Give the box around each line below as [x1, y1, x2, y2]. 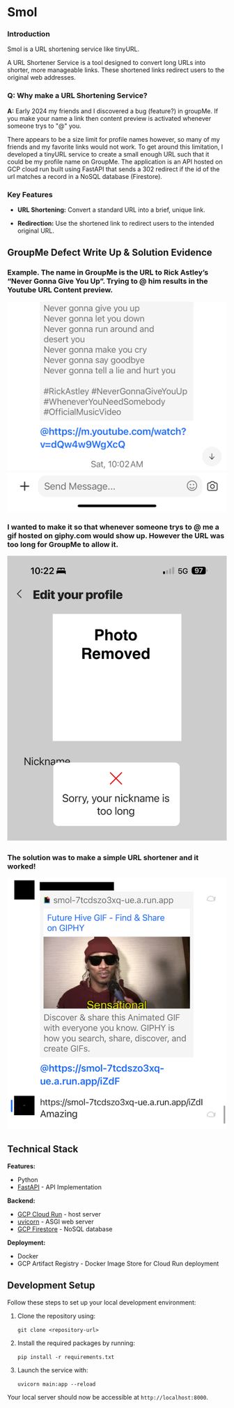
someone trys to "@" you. [7, 122, 81, 130]
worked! [7, 861, 36, 871]
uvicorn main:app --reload [17, 1381, 96, 1388]
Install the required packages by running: [17, 1339, 136, 1347]
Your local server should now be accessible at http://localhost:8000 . [7, 1393, 209, 1401]
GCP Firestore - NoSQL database [17, 1224, 113, 1233]
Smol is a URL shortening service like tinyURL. [7, 45, 140, 53]
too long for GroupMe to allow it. [7, 539, 118, 549]
